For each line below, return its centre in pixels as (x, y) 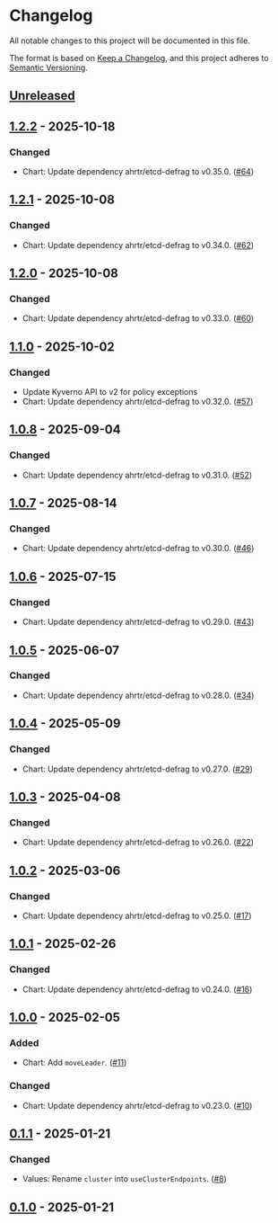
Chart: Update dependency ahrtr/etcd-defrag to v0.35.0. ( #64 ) (138, 172)
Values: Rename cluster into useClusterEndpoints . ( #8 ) (124, 1179)
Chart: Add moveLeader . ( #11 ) (74, 1063)
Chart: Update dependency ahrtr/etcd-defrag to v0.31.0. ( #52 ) (137, 475)
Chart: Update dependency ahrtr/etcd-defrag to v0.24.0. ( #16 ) (137, 989)
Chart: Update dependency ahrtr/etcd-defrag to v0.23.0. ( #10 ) (137, 1105)
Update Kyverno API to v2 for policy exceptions (110, 392)
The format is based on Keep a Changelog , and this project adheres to (139, 58)
